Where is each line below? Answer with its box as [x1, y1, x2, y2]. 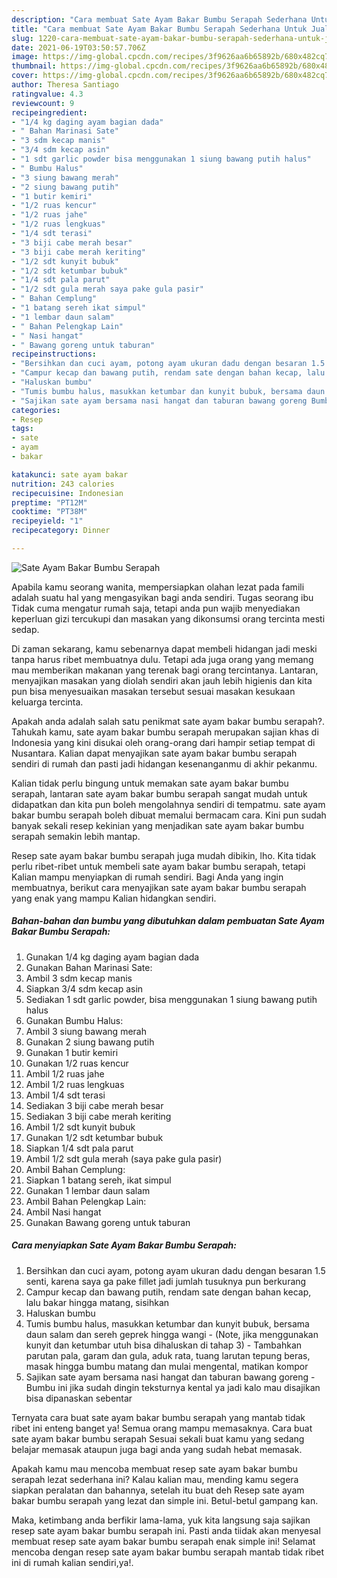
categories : [11, 405, 61, 415]
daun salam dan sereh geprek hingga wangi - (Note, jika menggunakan [25, 1328, 319, 1340]
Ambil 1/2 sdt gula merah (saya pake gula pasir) [25, 1152, 223, 1165]
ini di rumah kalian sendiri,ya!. [11, 1556, 134, 1568]
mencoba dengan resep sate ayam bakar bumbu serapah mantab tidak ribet [11, 1546, 325, 1558]
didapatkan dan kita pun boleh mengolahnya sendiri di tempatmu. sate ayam [11, 798, 326, 810]
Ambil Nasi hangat [25, 1206, 102, 1218]
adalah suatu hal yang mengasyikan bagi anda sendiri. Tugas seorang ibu [11, 591, 314, 603]
